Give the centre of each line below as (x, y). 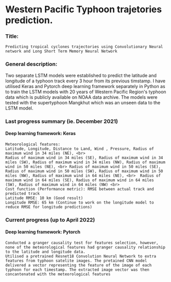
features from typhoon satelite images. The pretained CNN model (76, 261)
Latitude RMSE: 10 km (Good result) (44, 198)
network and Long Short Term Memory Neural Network (61, 51)
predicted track (22, 193)
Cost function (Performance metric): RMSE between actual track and (80, 189)
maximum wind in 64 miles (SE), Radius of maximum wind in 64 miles (80, 180)
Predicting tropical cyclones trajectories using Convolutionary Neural (84, 47)
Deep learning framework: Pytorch (43, 232)
